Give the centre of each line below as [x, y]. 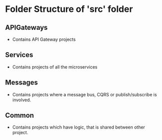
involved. [22, 100]
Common [20, 115]
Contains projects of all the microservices [55, 67]
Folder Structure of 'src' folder [69, 9]
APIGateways [27, 28]
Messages [22, 83]
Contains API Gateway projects [44, 39]
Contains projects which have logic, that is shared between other [79, 127]
